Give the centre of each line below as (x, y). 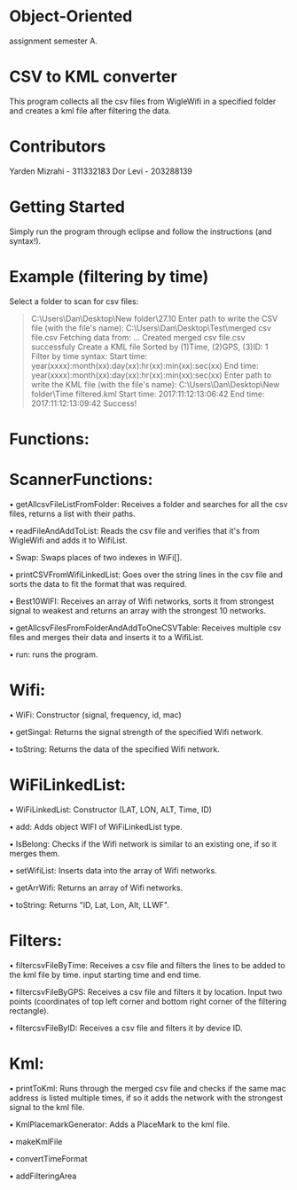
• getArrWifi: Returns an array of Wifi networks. (96, 888)
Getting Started (67, 207)
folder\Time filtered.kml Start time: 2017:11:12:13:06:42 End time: (148, 394)
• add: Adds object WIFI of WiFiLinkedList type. (96, 826)
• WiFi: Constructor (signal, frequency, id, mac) (95, 715)
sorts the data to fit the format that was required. (98, 583)
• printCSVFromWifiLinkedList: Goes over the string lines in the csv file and (146, 575)
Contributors (58, 147)
